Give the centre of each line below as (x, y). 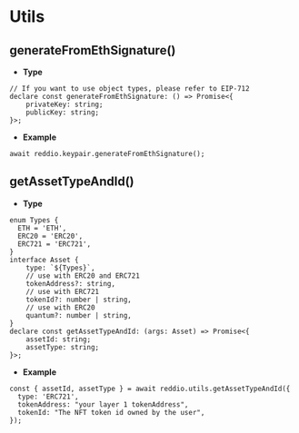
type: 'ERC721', (48, 397)
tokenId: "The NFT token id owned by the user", (111, 412)
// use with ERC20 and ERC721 (83, 276)
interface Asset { (44, 260)
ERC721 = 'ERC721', (55, 244)
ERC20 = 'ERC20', (50, 236)
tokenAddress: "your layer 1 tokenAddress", (103, 404)
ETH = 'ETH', (42, 228)
